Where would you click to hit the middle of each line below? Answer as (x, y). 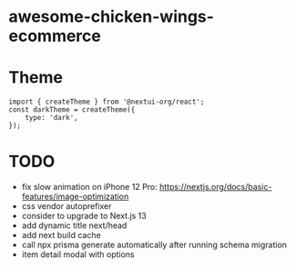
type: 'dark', (51, 118)
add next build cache (61, 235)
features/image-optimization (75, 196)
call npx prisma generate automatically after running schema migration (154, 245)
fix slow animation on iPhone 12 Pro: (90, 187)
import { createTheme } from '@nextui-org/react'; (107, 102)
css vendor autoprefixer (66, 206)
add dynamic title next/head (74, 225)
